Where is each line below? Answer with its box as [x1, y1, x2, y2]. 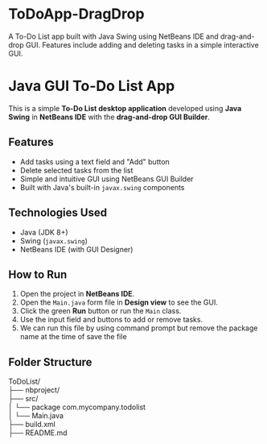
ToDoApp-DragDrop [8, 5, 145, 23]
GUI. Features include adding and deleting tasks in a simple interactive [25, 39, 259, 49]
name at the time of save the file [19, 332, 127, 342]
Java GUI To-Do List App [8, 77, 175, 95]
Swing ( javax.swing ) [19, 235, 88, 246]
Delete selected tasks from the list [19, 165, 133, 175]
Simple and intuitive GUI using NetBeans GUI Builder [19, 174, 195, 184]
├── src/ [8, 394, 39, 404]
